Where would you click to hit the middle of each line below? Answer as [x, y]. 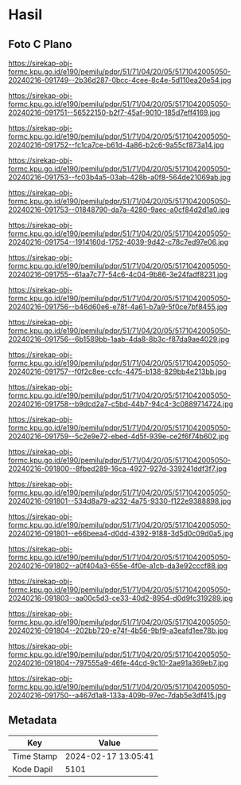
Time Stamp [35, 756]
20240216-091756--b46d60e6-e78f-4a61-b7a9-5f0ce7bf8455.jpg [118, 307]
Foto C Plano [40, 44]
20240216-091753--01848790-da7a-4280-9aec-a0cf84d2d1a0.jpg [119, 210]
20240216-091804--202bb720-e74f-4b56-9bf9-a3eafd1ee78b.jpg [118, 630]
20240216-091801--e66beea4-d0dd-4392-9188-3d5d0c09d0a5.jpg [121, 533]
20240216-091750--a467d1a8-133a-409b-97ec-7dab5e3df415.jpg [117, 695]
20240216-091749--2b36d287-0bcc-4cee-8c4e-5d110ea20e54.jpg [120, 80]
